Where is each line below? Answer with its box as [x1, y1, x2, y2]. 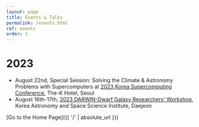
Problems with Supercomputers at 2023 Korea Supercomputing [14, 83, 172, 90]
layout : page [6, 8, 39, 15]
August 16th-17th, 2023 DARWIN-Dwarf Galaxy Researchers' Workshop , [14, 96, 194, 103]
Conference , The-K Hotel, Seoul [14, 89, 95, 96]
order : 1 [6, 31, 28, 37]
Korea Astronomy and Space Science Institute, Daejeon [14, 102, 152, 110]
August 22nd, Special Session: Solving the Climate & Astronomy [14, 77, 173, 84]
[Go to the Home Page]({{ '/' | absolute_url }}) [6, 114, 119, 121]
